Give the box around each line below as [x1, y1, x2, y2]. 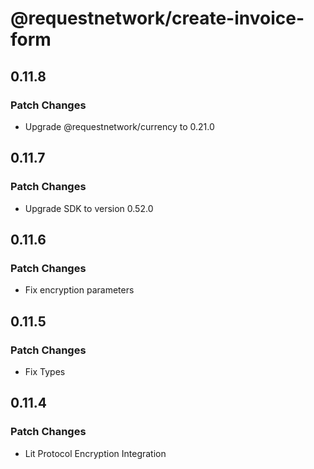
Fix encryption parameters [24, 284, 135, 296]
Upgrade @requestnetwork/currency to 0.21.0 [24, 120, 215, 132]
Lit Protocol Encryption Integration [24, 447, 167, 459]
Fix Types [24, 365, 66, 377]
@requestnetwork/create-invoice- [10, 7, 305, 30]
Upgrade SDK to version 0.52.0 [24, 202, 154, 214]
